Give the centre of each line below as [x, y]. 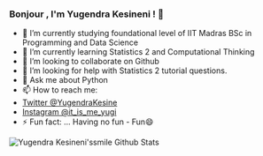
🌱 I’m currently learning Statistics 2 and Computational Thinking [138, 52]
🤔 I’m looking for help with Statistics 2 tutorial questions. [124, 71]
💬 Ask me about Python [65, 80]
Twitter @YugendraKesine [70, 103]
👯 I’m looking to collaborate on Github [90, 62]
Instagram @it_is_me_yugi [69, 112]
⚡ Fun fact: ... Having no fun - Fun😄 [88, 122]
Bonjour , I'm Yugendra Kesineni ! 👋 [86, 14]
